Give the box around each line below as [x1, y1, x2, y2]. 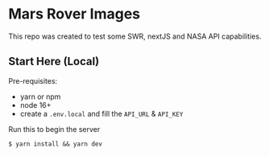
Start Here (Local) [8, 55, 100, 68]
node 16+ [19, 100, 52, 109]
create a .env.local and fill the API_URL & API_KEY [19, 109, 184, 118]
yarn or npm [19, 92, 61, 101]
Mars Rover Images [8, 5, 141, 23]
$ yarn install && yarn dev [8, 140, 103, 148]
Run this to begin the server [8, 124, 101, 133]
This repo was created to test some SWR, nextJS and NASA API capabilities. [8, 31, 262, 41]
